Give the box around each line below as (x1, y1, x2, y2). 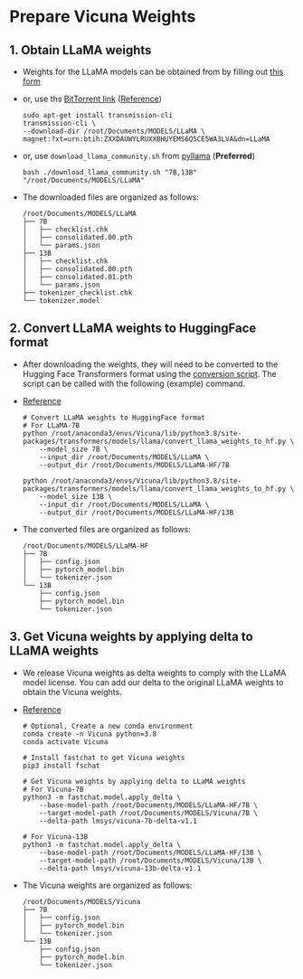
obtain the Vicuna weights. (22, 686, 122, 697)
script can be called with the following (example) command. (22, 378, 246, 389)
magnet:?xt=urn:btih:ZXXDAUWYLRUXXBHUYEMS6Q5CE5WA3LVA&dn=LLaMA (22, 135, 270, 144)
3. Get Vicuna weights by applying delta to (9, 629, 253, 645)
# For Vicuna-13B (22, 832, 89, 842)
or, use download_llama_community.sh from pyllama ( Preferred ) (22, 151, 256, 161)
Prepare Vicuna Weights (9, 6, 196, 27)
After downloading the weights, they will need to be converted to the (22, 359, 279, 370)
